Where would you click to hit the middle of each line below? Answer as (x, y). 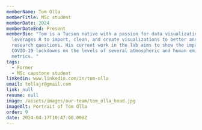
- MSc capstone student (41, 73)
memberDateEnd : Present (36, 28)
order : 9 (17, 112)
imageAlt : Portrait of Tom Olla (47, 106)
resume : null (23, 95)
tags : (13, 62)
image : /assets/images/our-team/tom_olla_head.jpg (71, 101)
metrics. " (25, 56)
